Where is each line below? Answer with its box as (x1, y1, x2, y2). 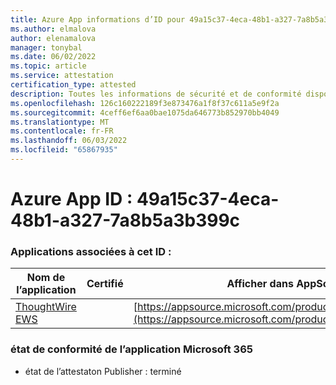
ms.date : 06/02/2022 (10, 52, 97, 62)
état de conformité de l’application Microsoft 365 (10, 342, 253, 356)
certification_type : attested (10, 80, 137, 90)
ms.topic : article (10, 61, 87, 71)
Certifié (86, 277, 124, 291)
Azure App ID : (10, 188, 133, 211)
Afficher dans (226, 277, 294, 291)
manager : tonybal (10, 42, 83, 53)
